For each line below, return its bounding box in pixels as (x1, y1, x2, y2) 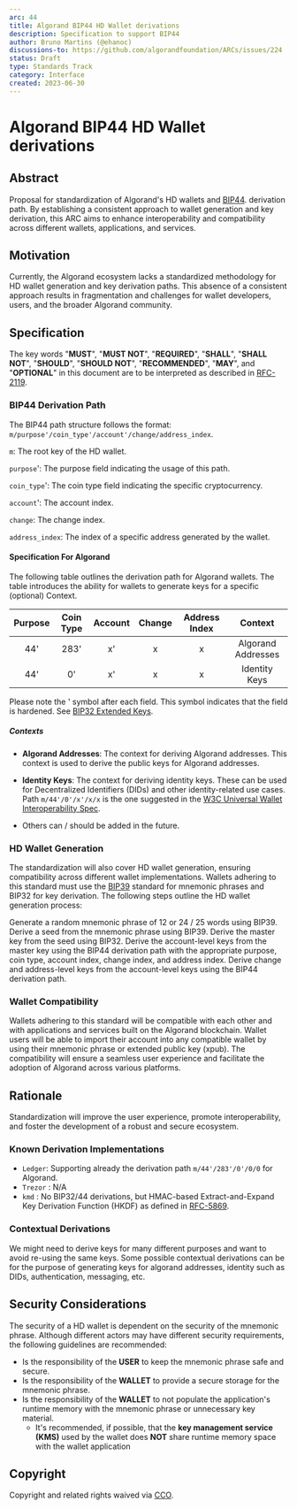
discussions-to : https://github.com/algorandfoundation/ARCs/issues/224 (9, 46, 283, 55)
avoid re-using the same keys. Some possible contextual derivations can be (9, 1252, 286, 1263)
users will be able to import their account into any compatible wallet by (9, 1034, 267, 1045)
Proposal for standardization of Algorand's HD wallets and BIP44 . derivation (9, 194, 286, 204)
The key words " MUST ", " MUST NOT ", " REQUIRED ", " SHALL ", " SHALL (9, 349, 268, 359)
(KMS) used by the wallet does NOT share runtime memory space (34, 1431, 277, 1442)
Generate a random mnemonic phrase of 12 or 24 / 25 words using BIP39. (9, 917, 278, 928)
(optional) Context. (9, 590, 78, 601)
